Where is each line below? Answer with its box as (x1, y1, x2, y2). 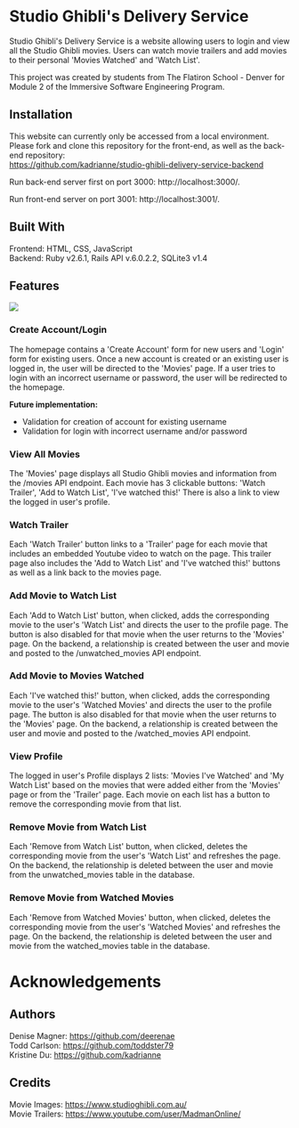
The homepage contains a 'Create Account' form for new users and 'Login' (9, 344, 285, 354)
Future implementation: (9, 399, 98, 410)
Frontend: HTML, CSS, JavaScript (9, 243, 133, 254)
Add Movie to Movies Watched (9, 669, 145, 682)
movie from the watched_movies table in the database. (9, 940, 211, 951)
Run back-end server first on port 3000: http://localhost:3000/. (9, 176, 240, 187)
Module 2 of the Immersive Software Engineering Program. (9, 81, 225, 92)
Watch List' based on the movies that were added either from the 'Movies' (9, 780, 281, 791)
